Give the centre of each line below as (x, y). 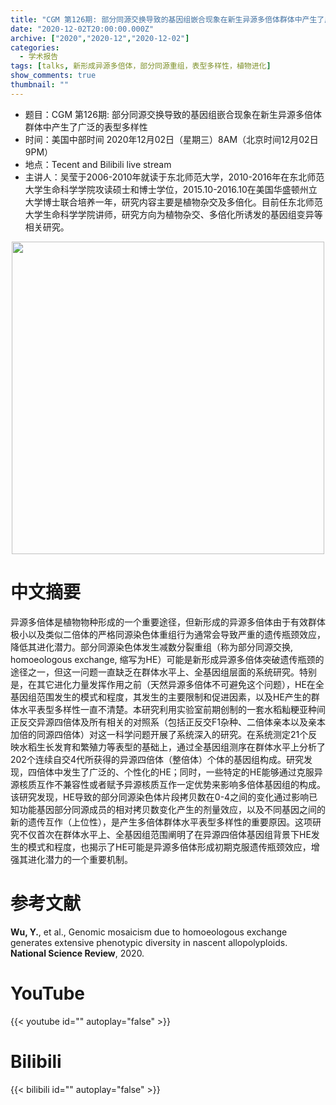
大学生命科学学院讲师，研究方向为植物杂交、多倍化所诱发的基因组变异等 (173, 214)
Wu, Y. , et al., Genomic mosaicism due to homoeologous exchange (149, 932)
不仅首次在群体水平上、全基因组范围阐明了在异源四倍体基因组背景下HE (165, 834)
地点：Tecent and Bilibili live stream (98, 164)
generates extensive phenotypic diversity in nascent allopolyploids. (149, 942)
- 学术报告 (39, 57)
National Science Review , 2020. (77, 953)
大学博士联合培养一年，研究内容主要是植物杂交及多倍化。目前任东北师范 (173, 202)
